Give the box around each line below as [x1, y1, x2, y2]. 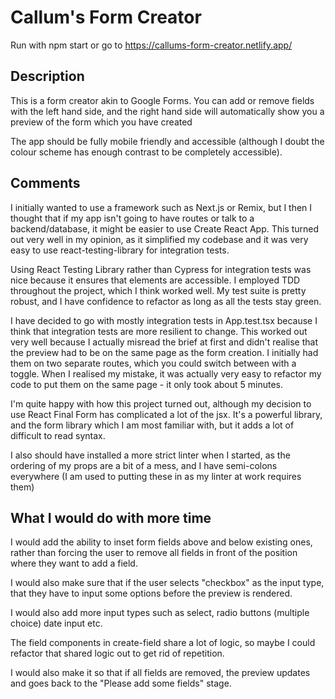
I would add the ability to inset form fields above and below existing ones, [10, 536, 313, 548]
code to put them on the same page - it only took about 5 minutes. [10, 378, 284, 390]
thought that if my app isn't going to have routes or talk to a [10, 212, 255, 224]
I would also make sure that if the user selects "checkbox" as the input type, [10, 577, 325, 589]
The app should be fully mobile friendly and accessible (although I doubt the [10, 135, 325, 147]
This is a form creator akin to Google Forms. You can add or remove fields [10, 94, 315, 106]
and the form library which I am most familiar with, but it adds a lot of [10, 419, 295, 431]
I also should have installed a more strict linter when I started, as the [10, 449, 291, 461]
